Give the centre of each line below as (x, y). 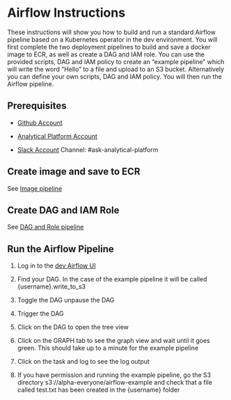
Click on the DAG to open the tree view (73, 327)
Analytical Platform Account (57, 136)
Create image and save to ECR (74, 172)
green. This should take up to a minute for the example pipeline (108, 348)
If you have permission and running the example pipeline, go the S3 (114, 375)
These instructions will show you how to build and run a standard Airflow (111, 32)
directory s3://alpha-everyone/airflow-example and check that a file (115, 383)
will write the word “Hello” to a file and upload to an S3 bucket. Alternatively (116, 69)
